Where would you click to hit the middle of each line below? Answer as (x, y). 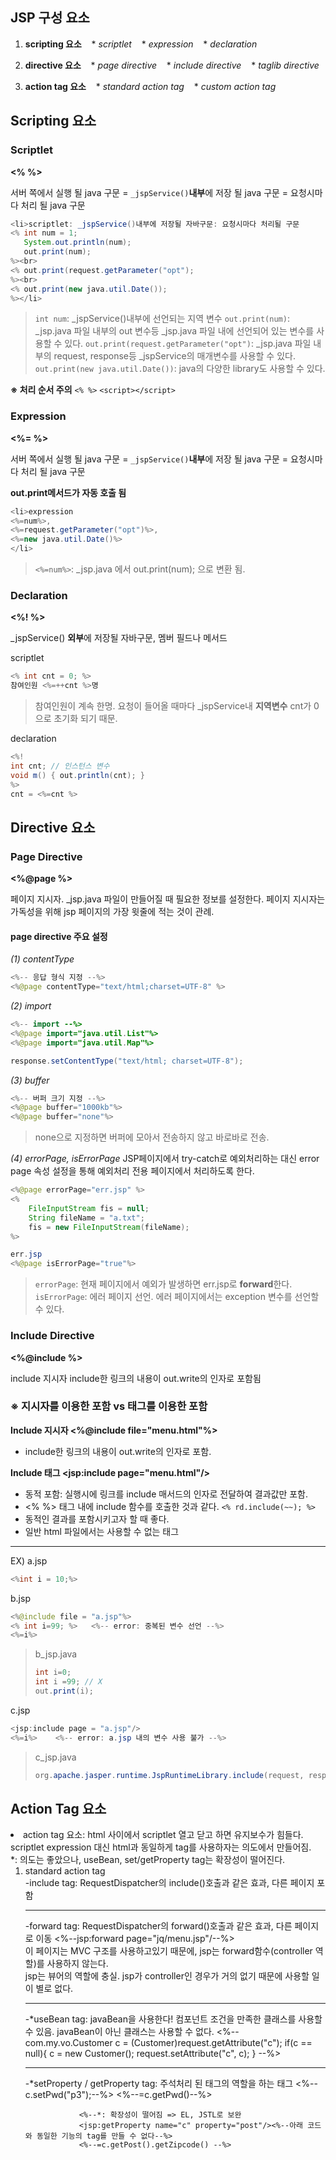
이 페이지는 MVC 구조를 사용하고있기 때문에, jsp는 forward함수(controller (168, 1951)
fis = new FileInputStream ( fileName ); (109, 1227)
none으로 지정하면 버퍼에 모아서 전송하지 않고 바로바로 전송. (152, 1137)
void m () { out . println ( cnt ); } (77, 775)
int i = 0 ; (53, 1673)
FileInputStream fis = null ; (89, 1208)
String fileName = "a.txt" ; (86, 1218)
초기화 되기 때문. (85, 719)
